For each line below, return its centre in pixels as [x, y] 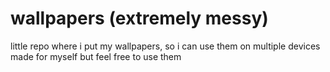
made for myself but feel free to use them [96, 56]
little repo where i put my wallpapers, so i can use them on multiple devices [165, 46]
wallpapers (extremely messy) [139, 18]
